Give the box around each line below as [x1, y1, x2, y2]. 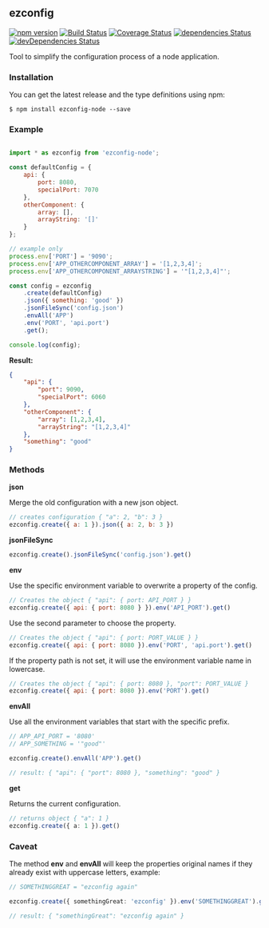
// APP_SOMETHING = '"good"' [9, 740, 106, 748]
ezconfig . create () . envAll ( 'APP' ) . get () [9, 754, 142, 763]
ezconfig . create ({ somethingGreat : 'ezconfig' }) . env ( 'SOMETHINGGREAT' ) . [9, 897, 260, 906]
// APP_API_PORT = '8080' [9, 733, 95, 741]
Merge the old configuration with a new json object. [9, 498, 179, 508]
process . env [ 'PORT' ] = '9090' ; [9, 252, 113, 260]
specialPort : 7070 [38, 186, 99, 194]
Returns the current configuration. [9, 798, 121, 808]
